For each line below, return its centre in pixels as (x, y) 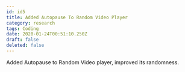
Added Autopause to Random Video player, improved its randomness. (93, 62)
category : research (31, 23)
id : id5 (16, 12)
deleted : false (25, 46)
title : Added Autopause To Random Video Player (67, 17)
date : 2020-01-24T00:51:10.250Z (47, 34)
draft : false (23, 40)
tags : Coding (23, 28)
